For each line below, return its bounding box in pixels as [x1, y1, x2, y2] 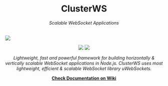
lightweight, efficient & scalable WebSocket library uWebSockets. [16, 65, 151, 71]
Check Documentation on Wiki [51, 75, 116, 81]
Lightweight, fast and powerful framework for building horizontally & [13, 55, 155, 61]
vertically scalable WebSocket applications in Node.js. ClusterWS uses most [5, 60, 163, 66]
